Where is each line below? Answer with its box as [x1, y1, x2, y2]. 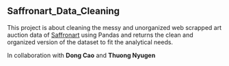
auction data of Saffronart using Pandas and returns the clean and [7, 31, 193, 39]
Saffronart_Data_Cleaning [7, 5, 120, 17]
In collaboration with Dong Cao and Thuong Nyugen [7, 51, 156, 59]
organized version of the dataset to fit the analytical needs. [7, 37, 173, 46]
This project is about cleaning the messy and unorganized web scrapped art [7, 23, 222, 31]
